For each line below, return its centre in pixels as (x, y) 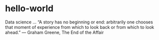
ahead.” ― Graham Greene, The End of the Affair (54, 32)
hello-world (29, 9)
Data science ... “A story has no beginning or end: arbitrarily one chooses (79, 22)
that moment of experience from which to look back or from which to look (80, 27)
